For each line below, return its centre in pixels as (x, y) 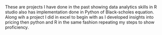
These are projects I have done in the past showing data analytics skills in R (81, 7)
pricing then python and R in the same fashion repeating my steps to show (80, 22)
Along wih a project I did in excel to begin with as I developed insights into (79, 17)
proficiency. (17, 27)
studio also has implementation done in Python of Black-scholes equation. (80, 12)
